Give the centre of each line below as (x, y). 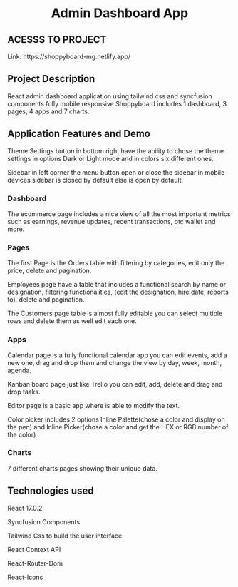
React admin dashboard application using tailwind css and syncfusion (110, 96)
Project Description (51, 79)
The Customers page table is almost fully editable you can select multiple (115, 313)
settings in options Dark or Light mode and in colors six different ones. (110, 158)
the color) (22, 434)
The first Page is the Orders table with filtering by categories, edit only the (116, 263)
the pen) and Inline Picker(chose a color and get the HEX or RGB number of (118, 427)
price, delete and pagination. (50, 271)
